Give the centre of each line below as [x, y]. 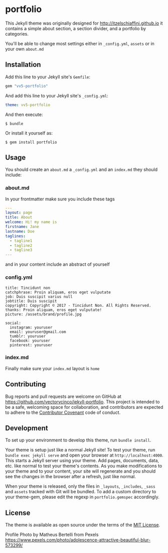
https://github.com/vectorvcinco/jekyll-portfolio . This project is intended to [82, 402]
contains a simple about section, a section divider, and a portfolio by [76, 28]
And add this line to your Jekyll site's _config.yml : [57, 95]
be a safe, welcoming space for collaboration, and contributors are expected [84, 407]
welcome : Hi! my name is [31, 222]
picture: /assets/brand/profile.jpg [43, 314]
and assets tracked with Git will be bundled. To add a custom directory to [81, 492]
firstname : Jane [22, 227]
